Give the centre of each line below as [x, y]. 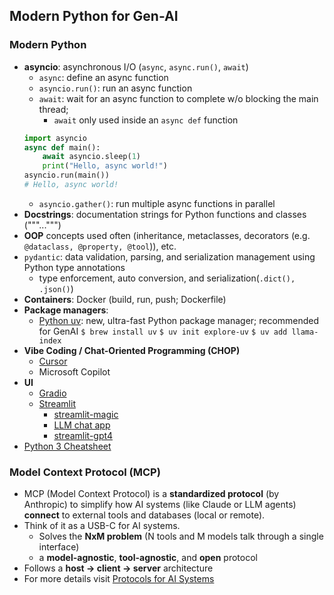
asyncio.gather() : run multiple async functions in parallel [157, 203]
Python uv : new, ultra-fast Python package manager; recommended [179, 320]
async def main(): [62, 147]
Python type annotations [74, 267]
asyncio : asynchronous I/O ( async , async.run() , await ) [136, 66]
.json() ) [56, 288]
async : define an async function [103, 77]
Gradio [52, 393]
